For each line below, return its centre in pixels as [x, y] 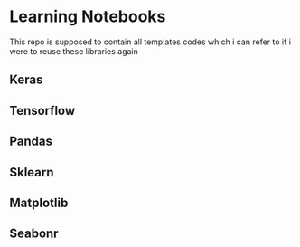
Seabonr [34, 234]
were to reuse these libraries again [74, 51]
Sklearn [32, 172]
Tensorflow [42, 110]
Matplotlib [39, 202]
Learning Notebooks [88, 17]
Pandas [31, 142]
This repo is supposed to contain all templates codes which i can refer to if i [150, 42]
